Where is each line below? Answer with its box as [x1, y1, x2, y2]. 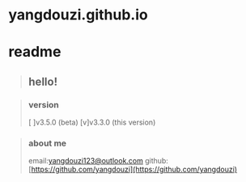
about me [28, 138, 67, 149]
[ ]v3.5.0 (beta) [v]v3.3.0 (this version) [28, 117, 156, 127]
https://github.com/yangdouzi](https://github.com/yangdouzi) [31, 164, 237, 175]
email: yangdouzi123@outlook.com [28, 156, 143, 166]
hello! [28, 74, 58, 88]
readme [8, 43, 61, 61]
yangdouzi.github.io [8, 6, 148, 24]
